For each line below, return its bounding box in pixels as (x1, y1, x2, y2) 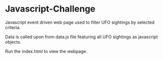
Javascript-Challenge (5, 3, 95, 15)
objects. (5, 39, 22, 44)
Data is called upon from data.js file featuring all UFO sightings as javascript (5, 34, 158, 40)
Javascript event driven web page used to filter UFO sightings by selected (5, 19, 155, 25)
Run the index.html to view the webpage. (5, 48, 88, 54)
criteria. (5, 24, 21, 30)
